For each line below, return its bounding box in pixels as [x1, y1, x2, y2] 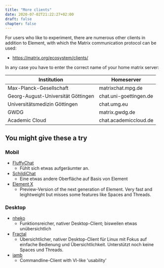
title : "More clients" [5, 7, 52, 12]
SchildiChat [12, 170, 36, 176]
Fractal [12, 231, 27, 237]
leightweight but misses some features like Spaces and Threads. [19, 192, 152, 198]
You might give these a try [5, 134, 87, 142]
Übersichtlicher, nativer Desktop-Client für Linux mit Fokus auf [19, 236, 147, 242]
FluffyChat [12, 160, 34, 166]
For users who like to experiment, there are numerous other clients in [5, 35, 146, 41]
